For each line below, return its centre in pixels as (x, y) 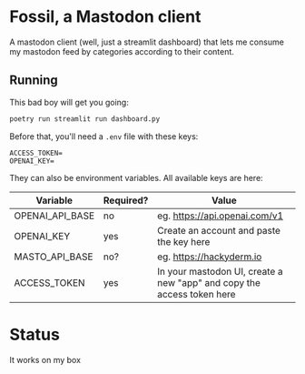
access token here (197, 294)
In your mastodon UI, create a (220, 271)
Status (35, 334)
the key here (184, 241)
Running (34, 81)
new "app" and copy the (209, 282)
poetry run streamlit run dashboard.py (85, 119)
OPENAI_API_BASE (54, 216)
